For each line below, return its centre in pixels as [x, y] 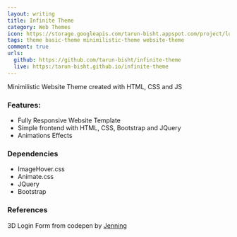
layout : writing [31, 14]
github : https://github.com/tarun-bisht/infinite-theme [97, 60]
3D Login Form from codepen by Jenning [67, 225]
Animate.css [36, 177]
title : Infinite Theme [41, 21]
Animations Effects [45, 135]
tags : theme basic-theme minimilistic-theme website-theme [96, 40]
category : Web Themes [39, 27]
